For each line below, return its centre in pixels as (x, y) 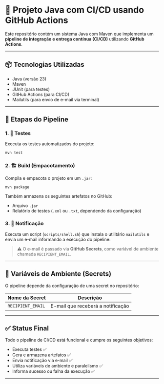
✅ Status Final (27, 328)
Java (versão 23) (29, 79)
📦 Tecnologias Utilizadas (45, 65)
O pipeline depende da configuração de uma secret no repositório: (72, 286)
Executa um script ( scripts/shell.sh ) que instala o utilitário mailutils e (77, 234)
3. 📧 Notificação (24, 224)
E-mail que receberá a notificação (90, 306)
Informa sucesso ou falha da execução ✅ (53, 371)
